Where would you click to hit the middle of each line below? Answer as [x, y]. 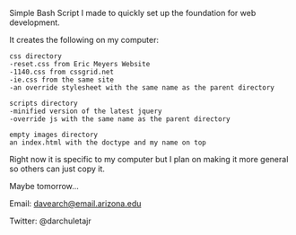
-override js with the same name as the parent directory [120, 119]
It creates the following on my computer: [84, 40]
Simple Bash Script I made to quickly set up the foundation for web [133, 13]
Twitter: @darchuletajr [50, 221]
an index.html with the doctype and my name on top [108, 143]
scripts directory [44, 103]
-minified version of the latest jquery [86, 111]
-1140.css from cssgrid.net [62, 72]
